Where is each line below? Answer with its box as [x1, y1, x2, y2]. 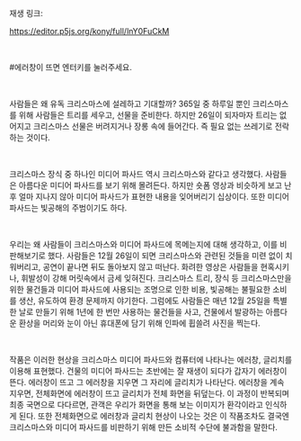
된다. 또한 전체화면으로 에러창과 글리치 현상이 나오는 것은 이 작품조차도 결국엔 [18, 410, 290, 421]
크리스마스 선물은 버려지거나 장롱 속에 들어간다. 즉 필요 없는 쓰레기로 [32, 121, 273, 131]
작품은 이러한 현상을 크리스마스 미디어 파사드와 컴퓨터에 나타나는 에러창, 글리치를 [9, 355, 293, 364]
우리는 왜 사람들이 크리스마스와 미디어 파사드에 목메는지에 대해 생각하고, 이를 [9, 239, 279, 249]
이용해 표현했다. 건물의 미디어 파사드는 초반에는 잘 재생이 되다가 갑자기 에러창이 [9, 365, 288, 376]
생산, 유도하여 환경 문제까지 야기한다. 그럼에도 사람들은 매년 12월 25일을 [18, 295, 271, 306]
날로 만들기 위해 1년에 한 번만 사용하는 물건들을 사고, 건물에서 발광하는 [18, 307, 264, 317]
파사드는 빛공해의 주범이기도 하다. [9, 202, 128, 213]
